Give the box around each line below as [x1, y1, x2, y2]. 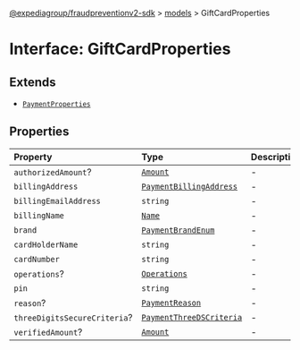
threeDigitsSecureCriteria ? [13, 311, 133, 323]
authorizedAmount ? [13, 166, 92, 178]
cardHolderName [13, 239, 79, 250]
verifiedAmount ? [13, 326, 83, 338]
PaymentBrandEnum [141, 225, 215, 235]
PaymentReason [141, 297, 202, 308]
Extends [9, 74, 56, 90]
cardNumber [13, 254, 60, 264]
